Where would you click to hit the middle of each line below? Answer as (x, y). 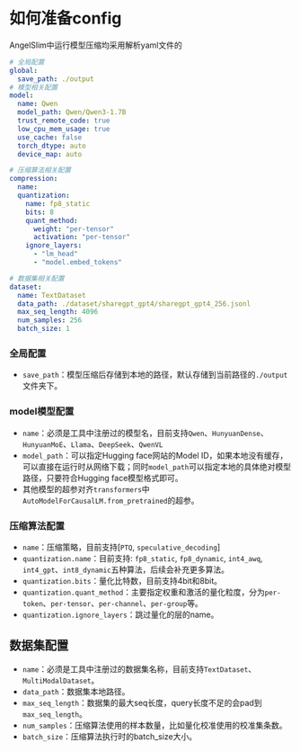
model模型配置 (42, 412)
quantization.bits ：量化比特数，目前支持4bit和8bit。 (122, 580)
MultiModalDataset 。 (61, 680)
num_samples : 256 (50, 320)
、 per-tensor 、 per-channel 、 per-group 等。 (123, 603)
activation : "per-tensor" (81, 237)
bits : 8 (40, 212)
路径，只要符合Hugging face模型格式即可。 (102, 478)
